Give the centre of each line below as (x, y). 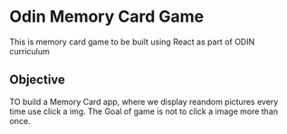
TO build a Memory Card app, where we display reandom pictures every (144, 101)
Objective (38, 80)
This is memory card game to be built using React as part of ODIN (132, 42)
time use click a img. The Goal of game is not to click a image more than (144, 111)
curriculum (29, 51)
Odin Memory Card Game (107, 17)
